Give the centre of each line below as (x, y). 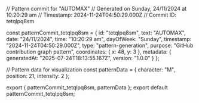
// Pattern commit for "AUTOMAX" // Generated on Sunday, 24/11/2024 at (97, 9)
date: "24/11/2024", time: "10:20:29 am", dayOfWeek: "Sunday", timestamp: (99, 39)
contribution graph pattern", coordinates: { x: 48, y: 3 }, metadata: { (89, 52)
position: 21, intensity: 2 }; (38, 76)
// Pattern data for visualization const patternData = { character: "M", (91, 70)
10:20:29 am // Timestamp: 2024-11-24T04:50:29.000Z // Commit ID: (91, 15)
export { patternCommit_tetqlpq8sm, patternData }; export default (87, 88)
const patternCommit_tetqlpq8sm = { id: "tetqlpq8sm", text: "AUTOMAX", (96, 33)
